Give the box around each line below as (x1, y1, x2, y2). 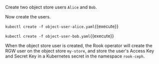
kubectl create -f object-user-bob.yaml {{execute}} (5, 33, 114, 39)
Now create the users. (5, 14, 51, 19)
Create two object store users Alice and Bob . (5, 4, 97, 10)
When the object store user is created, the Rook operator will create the (5, 43, 152, 49)
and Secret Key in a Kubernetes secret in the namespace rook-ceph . (5, 53, 145, 59)
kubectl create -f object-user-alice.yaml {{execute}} (5, 23, 119, 29)
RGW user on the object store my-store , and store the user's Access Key (5, 48, 154, 54)
